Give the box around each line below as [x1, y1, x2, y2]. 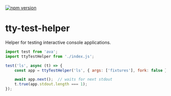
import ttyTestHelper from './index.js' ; [5, 54, 95, 59]
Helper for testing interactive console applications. [5, 39, 111, 45]
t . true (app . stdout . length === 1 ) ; [14, 82, 88, 87]
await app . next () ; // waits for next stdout [14, 77, 113, 82]
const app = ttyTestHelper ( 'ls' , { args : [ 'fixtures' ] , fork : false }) [14, 68, 169, 73]
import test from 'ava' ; [5, 49, 58, 54]
